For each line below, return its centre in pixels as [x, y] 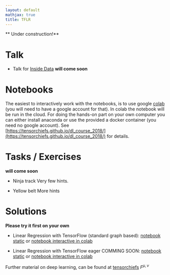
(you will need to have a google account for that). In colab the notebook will [85, 109]
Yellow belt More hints [36, 191]
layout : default [23, 10]
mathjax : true [20, 15]
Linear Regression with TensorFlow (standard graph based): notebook [87, 236]
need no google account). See [37, 125]
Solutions [26, 211]
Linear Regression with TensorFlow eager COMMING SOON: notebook [87, 251]
